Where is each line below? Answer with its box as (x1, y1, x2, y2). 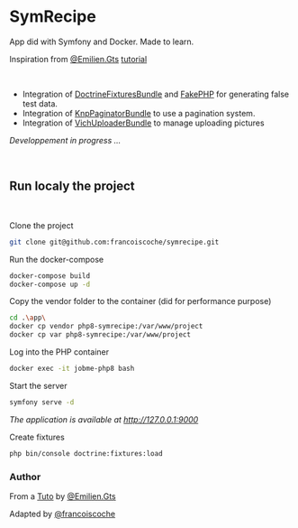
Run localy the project (9, 179, 135, 194)
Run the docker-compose (9, 254, 104, 264)
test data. (22, 97, 59, 109)
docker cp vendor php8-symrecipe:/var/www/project (9, 322, 203, 331)
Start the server (9, 380, 68, 391)
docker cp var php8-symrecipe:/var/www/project (9, 330, 192, 339)
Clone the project (9, 219, 74, 231)
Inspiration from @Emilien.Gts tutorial (9, 53, 148, 64)
